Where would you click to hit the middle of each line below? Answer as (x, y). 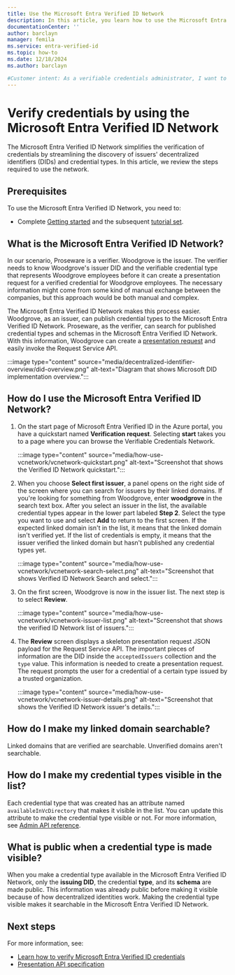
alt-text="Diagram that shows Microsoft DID (154, 369)
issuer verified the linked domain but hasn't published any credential (116, 542)
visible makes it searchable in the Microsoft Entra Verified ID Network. (108, 904)
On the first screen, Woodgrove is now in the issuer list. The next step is (121, 592)
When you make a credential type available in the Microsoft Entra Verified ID (117, 875)
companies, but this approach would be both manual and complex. (103, 298)
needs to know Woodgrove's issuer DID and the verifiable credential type (113, 268)
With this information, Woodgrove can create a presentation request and (111, 341)
